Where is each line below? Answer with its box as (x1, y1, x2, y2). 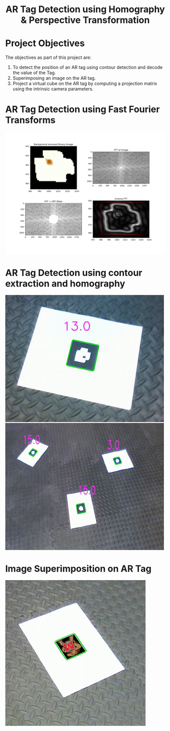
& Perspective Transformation (20, 14, 150, 26)
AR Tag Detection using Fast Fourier (5, 104, 160, 115)
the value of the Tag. (12, 70, 56, 76)
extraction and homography (5, 278, 125, 290)
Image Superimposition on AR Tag (5, 563, 152, 575)
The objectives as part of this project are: (5, 54, 92, 60)
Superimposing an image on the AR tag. (12, 75, 96, 81)
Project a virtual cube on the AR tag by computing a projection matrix (12, 80, 157, 87)
